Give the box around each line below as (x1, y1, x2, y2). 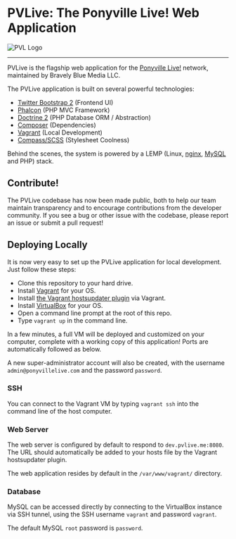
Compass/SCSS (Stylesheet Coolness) (17, 135, 130, 144)
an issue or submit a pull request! (7, 218, 104, 227)
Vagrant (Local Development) (17, 128, 103, 137)
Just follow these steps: (7, 265, 77, 273)
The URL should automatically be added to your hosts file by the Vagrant (7, 448, 218, 457)
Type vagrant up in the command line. (17, 316, 128, 325)
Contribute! (7, 178, 59, 190)
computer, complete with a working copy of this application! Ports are (7, 337, 209, 346)
